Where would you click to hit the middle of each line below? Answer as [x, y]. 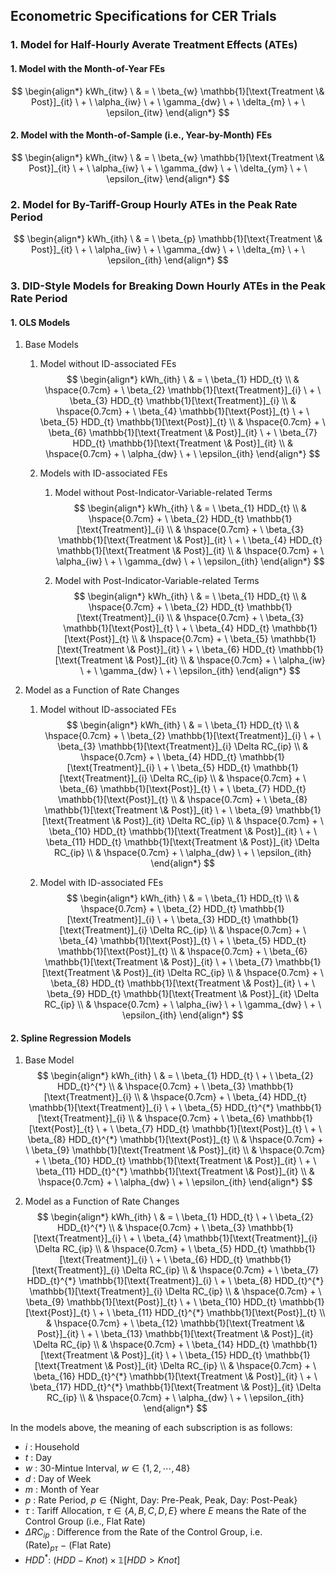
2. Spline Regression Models [71, 1038]
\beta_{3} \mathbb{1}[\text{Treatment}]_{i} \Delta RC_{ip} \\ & [183, 746]
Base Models [51, 345]
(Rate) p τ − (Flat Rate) [68, 1546]
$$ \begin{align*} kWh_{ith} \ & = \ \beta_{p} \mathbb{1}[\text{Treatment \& [168, 239]
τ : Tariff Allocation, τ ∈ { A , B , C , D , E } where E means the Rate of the [165, 1511]
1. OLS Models [40, 322]
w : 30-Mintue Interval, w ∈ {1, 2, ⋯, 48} [107, 1468]
